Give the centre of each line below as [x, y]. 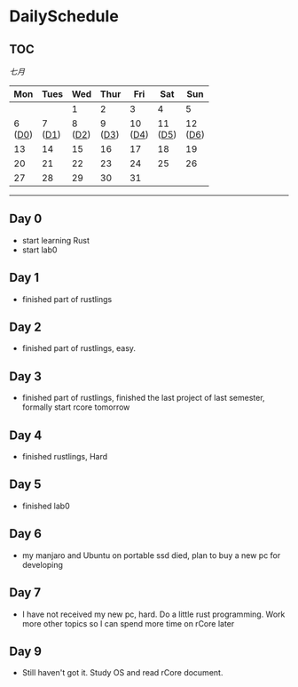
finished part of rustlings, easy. [78, 348]
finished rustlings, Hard [65, 457]
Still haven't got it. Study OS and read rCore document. [122, 673]
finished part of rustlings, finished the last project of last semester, [143, 398]
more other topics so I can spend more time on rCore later [128, 623]
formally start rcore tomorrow [76, 407]
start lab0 [39, 250]
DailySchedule [64, 16]
